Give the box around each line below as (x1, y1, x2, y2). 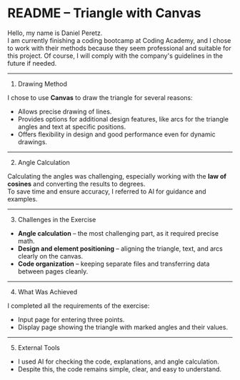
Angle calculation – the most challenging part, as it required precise (17, 229, 219, 237)
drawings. (17, 137, 48, 146)
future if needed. (7, 59, 57, 67)
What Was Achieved (17, 287, 78, 296)
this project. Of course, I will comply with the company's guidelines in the (7, 51, 224, 60)
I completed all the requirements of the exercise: (7, 301, 150, 310)
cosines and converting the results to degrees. (7, 179, 146, 188)
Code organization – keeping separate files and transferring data (17, 259, 210, 268)
